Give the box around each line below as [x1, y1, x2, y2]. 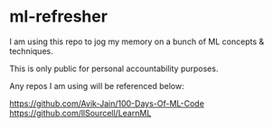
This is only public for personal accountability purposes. [9, 63, 219, 74]
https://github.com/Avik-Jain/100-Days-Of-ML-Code [9, 97, 205, 109]
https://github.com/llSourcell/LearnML [9, 107, 152, 118]
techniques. [9, 45, 53, 56]
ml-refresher [9, 6, 108, 27]
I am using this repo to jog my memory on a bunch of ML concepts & [9, 36, 265, 47]
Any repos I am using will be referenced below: [9, 80, 184, 91]
